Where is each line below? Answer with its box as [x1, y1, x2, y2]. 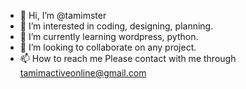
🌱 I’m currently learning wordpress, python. [19, 31, 199, 42]
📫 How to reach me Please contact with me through [19, 53, 237, 64]
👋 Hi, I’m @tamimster [19, 10, 107, 21]
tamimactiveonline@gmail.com [19, 67, 147, 79]
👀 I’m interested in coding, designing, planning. [19, 20, 214, 32]
